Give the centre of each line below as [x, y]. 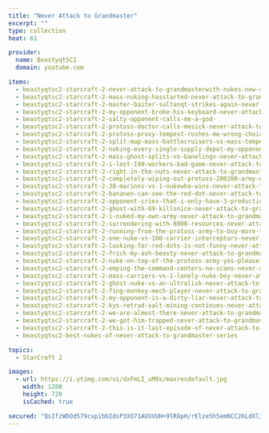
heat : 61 [23, 38]
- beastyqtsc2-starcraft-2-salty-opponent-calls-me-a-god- [116, 119]
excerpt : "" [28, 23]
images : [21, 372]
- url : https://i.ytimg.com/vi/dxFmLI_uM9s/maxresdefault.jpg [121, 379]
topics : [21, 350]
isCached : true [48, 402]
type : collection [37, 30]
